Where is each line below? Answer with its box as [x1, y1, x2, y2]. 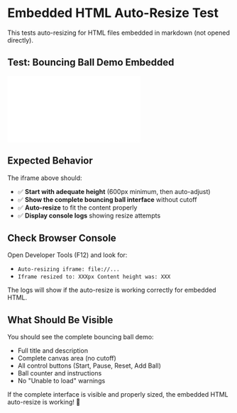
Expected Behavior [7, 154, 94, 167]
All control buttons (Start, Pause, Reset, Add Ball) [17, 361, 162, 370]
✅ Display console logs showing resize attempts [17, 211, 161, 220]
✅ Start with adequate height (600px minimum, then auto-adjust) [17, 187, 211, 196]
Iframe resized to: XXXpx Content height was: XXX [17, 273, 171, 281]
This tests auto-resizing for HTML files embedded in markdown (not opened [7, 28, 231, 37]
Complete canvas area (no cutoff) [17, 354, 117, 363]
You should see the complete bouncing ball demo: [7, 333, 154, 341]
